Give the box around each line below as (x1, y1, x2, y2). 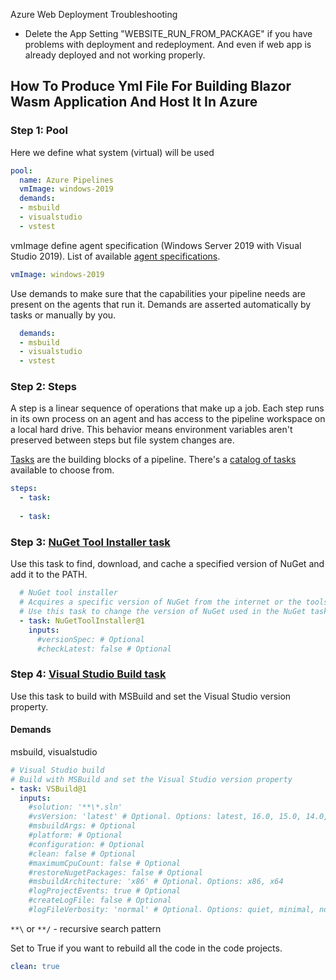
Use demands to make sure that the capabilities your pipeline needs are (10, 287, 306, 299)
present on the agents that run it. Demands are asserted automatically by (10, 298, 312, 310)
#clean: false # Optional (28, 849, 137, 859)
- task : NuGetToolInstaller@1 (19, 615, 145, 626)
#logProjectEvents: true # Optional (28, 886, 182, 896)
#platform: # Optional (28, 830, 123, 841)
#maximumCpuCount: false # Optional (28, 858, 182, 868)
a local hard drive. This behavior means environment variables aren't (10, 424, 293, 436)
